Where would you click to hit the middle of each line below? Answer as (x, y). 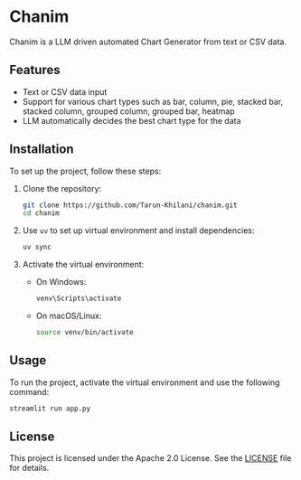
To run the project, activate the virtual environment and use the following (145, 382)
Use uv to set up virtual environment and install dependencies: (138, 231)
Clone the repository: (62, 188)
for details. (29, 468)
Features (35, 70)
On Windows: (61, 282)
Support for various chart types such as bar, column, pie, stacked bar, (152, 101)
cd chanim (41, 213)
